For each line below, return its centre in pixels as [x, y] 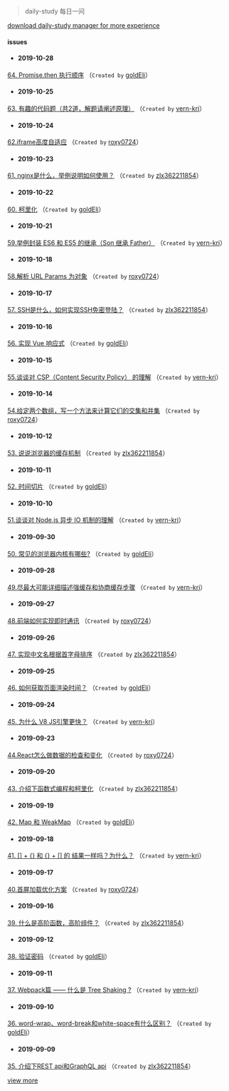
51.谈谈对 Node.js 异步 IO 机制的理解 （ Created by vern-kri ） [96, 520]
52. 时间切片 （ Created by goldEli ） [59, 487]
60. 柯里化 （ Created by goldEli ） [56, 209]
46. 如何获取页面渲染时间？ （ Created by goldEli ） [81, 688]
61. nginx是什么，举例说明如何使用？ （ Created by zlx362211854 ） [105, 176]
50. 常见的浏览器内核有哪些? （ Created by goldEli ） [82, 553]
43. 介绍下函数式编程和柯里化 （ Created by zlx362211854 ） [95, 789]
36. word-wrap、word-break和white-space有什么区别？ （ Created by [110, 1023]
